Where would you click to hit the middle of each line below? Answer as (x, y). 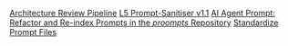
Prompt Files (33, 32)
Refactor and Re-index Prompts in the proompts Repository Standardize (144, 23)
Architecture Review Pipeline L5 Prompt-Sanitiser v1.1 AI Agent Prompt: (143, 13)
